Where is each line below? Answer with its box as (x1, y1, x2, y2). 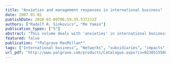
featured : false (5, 36, 40, 41)
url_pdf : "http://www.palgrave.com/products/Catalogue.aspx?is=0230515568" (5, 50, 169, 55)
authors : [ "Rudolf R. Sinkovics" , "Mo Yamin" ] (5, 21, 106, 27)
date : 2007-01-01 (5, 12, 42, 17)
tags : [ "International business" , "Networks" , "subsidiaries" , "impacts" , (5, 45, 167, 50)
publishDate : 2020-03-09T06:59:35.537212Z (5, 17, 97, 22)
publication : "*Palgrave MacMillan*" (5, 41, 85, 46)
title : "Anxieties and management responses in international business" (5, 7, 163, 13)
